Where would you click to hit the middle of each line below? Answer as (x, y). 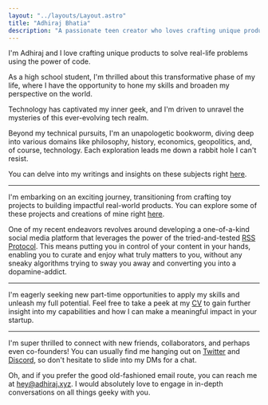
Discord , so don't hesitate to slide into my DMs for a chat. (102, 360)
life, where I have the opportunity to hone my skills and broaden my (119, 85)
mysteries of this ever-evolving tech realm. (79, 118)
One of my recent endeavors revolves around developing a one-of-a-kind (129, 230)
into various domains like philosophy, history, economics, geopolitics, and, (130, 142)
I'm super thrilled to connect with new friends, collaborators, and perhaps (129, 343)
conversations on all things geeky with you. (79, 392)
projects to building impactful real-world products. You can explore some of (133, 206)
